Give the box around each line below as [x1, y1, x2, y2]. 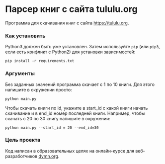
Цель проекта [5, 137, 41, 144]
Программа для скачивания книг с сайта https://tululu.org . [5, 20, 129, 26]
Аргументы [5, 70, 35, 77]
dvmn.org [38, 153, 59, 159]
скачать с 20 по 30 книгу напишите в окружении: [5, 115, 111, 121]
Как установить [5, 32, 46, 39]
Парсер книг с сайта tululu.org [5, 3, 138, 15]
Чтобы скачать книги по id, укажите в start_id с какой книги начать [5, 105, 148, 111]
